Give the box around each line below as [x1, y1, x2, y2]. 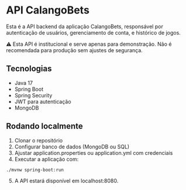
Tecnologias [6, 64, 52, 74]
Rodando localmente [6, 121, 83, 131]
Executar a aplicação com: [14, 155, 79, 162]
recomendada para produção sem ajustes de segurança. [6, 46, 143, 53]
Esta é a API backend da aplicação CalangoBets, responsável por [6, 23, 164, 30]
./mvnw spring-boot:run [6, 167, 64, 173]
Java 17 [14, 79, 33, 86]
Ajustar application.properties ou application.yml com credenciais [14, 149, 173, 156]
